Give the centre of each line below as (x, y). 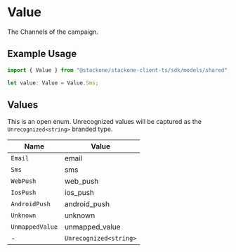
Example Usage (42, 54)
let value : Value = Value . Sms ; (53, 83)
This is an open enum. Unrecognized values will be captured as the (105, 122)
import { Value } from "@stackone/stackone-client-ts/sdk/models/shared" (118, 70)
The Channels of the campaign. (53, 32)
